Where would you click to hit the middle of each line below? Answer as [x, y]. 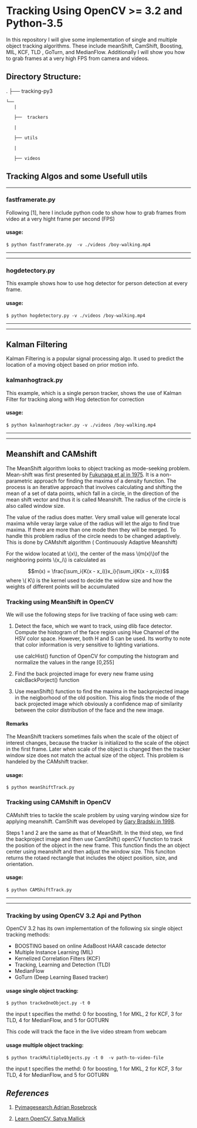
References [28, 1093]
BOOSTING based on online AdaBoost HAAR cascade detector [90, 946]
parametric [19, 481]
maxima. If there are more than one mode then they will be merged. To [91, 530]
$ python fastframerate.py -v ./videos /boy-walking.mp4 [78, 245]
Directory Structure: [44, 77]
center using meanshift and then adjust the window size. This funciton [91, 851]
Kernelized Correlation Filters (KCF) [57, 959]
